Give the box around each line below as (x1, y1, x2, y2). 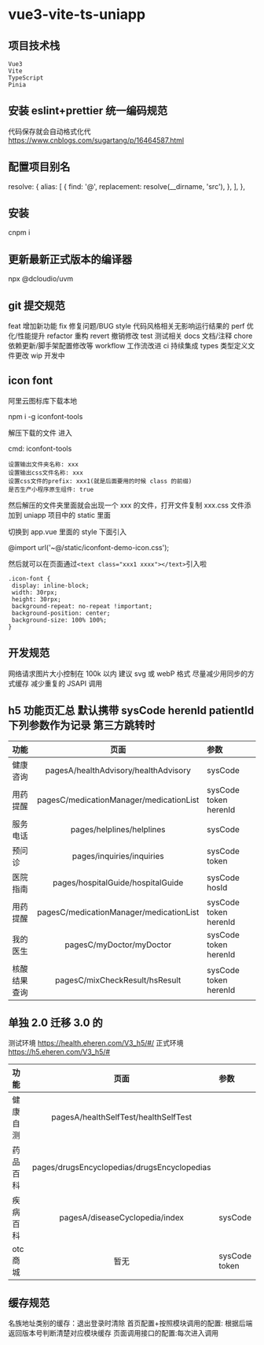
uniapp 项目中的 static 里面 (23, 510, 112, 519)
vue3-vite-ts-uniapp (8, 6, 146, 24)
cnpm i (8, 228, 31, 237)
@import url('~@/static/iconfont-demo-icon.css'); (8, 542, 170, 552)
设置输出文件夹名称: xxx (8, 460, 79, 468)
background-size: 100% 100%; (11, 616, 108, 624)
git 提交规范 (8, 299, 65, 312)
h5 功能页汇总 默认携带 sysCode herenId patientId (8, 704, 255, 718)
